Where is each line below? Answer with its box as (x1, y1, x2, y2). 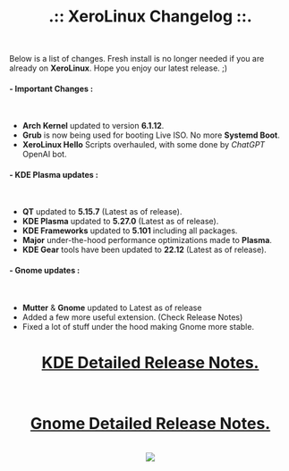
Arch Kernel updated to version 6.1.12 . (21, 121, 165, 131)
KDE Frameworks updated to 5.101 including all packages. (21, 225, 238, 236)
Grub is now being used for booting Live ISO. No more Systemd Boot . (21, 130, 280, 140)
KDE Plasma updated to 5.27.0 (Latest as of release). (21, 216, 219, 227)
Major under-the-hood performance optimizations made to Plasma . (21, 235, 273, 246)
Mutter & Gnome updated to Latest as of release (21, 302, 202, 313)
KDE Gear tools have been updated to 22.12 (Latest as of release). (21, 244, 267, 256)
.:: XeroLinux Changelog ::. (48, 6, 252, 27)
